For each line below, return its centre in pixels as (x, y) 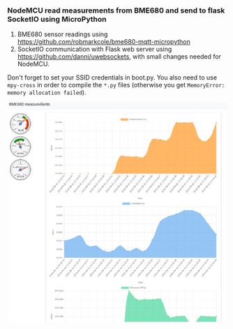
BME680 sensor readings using (62, 34)
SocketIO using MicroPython (57, 19)
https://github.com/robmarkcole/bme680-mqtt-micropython (104, 42)
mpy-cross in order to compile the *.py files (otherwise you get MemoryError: (116, 85)
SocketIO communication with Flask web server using (95, 49)
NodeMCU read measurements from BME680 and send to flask (116, 10)
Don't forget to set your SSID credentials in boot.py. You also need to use (112, 78)
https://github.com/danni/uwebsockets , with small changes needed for (119, 57)
